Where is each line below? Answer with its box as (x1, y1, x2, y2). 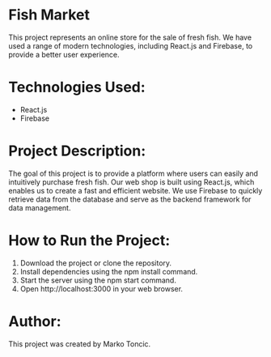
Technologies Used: (8, 79, 146, 96)
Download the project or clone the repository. (19, 257, 172, 268)
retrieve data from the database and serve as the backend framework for (8, 194, 252, 204)
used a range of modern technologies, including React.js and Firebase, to (8, 40, 253, 50)
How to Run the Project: (8, 232, 171, 249)
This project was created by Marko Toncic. (8, 338, 151, 349)
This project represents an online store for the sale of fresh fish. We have (8, 32, 252, 42)
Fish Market (8, 6, 91, 24)
